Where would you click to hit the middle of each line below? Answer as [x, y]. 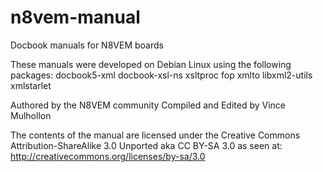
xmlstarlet [31, 85]
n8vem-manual [75, 17]
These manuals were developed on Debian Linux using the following [151, 64]
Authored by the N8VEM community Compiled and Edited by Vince [148, 105]
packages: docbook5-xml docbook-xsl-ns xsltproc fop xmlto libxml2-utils [161, 75]
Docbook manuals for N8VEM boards [87, 45]
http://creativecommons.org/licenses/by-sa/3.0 [108, 156]
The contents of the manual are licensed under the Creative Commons [155, 135]
